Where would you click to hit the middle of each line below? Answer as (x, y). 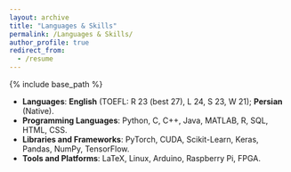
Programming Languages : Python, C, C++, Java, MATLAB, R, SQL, (145, 120)
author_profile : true (49, 42)
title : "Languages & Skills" (63, 26)
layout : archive (39, 17)
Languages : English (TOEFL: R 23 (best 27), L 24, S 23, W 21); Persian (152, 102)
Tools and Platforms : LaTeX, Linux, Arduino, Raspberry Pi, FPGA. (141, 158)
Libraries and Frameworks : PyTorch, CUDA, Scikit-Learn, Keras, (141, 139)
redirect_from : (37, 51)
